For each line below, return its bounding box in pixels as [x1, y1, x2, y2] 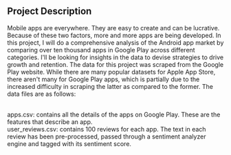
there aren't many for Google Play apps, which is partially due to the [7, 75, 200, 83]
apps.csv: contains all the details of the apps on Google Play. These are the [7, 110, 221, 118]
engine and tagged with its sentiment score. [7, 139, 132, 147]
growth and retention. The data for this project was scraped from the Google [7, 60, 224, 68]
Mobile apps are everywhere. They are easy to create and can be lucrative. [7, 23, 220, 32]
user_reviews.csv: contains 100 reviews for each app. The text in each [7, 125, 206, 133]
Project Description [7, 6, 92, 17]
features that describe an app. [7, 117, 93, 126]
